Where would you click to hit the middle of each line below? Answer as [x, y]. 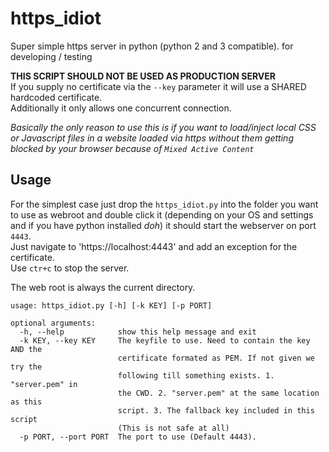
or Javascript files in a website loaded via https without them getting [152, 138]
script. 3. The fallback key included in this [216, 410]
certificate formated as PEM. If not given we [216, 358]
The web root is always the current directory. [103, 287]
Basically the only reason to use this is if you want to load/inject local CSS [163, 127]
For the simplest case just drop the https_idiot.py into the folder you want [164, 204]
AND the [26, 349]
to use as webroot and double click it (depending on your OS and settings [162, 214]
